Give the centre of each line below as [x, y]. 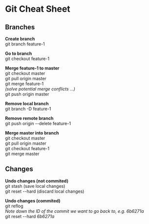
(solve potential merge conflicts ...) [40, 89]
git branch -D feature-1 [28, 109]
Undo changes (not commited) [37, 181]
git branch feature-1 [25, 44]
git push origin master [27, 94]
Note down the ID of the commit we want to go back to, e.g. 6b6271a [74, 211]
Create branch [20, 39]
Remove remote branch [29, 118]
